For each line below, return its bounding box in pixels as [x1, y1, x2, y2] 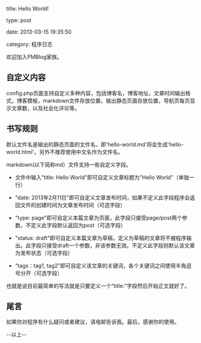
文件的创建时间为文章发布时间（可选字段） [20, 201, 126, 208]
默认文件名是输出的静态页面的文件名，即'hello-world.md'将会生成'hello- [6, 141, 184, 148]
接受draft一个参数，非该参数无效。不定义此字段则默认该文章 [46, 242, 195, 249]
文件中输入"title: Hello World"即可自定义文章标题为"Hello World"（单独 [14, 174, 190, 181]
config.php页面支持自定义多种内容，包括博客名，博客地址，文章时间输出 [6, 89, 186, 96]
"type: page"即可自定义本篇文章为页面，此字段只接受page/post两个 [14, 214, 182, 221]
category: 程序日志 [6, 41, 53, 47]
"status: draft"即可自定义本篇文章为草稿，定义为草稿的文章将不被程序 [14, 234, 187, 241]
